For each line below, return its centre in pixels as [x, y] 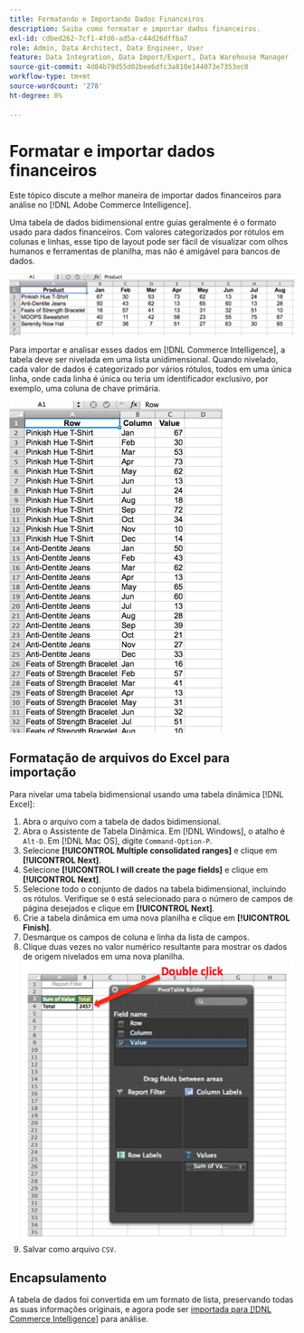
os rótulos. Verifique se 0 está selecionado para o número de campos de [158, 898]
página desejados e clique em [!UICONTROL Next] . [119, 908]
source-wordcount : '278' [56, 86]
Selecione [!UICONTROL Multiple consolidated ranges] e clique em [150, 850]
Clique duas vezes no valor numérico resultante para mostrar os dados [155, 946]
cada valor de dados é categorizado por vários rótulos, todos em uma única [151, 369]
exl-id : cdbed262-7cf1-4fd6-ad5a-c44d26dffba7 [99, 38]
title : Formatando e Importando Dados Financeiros [107, 19]
